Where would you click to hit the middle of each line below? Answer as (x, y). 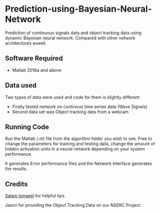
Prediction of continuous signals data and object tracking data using (73, 33)
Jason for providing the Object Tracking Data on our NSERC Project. (73, 205)
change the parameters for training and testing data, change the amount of (80, 144)
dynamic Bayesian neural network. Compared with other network (70, 38)
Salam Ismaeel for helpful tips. (35, 196)
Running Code (27, 127)
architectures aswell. (26, 43)
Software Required (34, 59)
